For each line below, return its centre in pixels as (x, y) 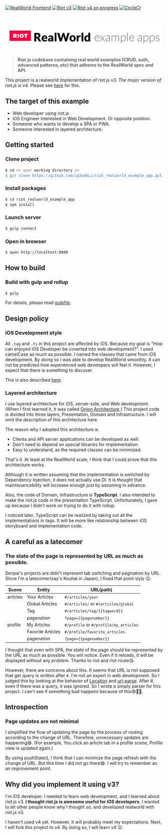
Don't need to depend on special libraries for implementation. (75, 445)
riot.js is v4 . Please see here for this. (43, 86)
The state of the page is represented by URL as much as (74, 556)
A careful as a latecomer (44, 542)
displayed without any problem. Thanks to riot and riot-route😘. (70, 660)
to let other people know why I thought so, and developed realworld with (80, 807)
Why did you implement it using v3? (62, 784)
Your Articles (40, 597)
